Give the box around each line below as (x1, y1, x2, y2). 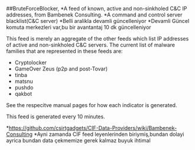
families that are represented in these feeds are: (6, 48, 123, 55)
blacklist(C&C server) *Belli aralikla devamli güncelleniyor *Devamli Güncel (6, 18, 190, 24)
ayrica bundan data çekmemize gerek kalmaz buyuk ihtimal (6, 137, 151, 144)
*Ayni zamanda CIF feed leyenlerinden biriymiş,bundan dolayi (33, 131, 184, 138)
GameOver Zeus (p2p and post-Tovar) (14, 65, 108, 72)
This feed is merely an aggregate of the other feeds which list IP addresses (6, 35, 189, 42)
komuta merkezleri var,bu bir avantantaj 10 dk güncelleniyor (6, 24, 152, 31)
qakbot (14, 91, 32, 97)
